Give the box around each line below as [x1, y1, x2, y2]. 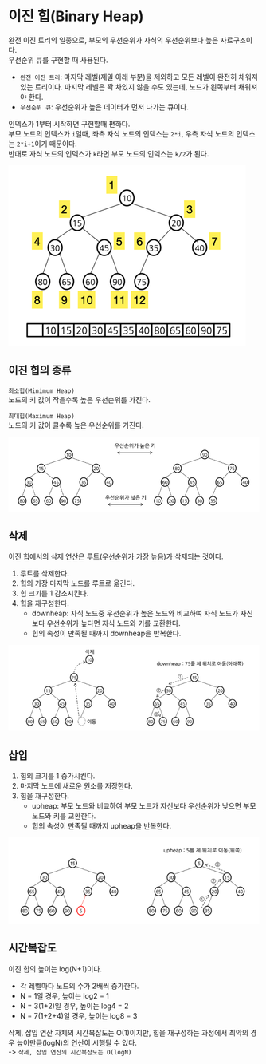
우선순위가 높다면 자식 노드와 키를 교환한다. [46, 619, 181, 628]
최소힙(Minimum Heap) [8, 386, 76, 395]
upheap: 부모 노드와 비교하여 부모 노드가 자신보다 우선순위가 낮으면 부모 [31, 801, 256, 810]
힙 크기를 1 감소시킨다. [19, 588, 89, 599]
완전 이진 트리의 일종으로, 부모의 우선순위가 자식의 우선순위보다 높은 [8, 35, 219, 45]
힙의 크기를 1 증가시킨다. [19, 771, 96, 781]
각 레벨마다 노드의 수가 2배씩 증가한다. [19, 981, 139, 991]
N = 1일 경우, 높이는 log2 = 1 [19, 991, 110, 1000]
